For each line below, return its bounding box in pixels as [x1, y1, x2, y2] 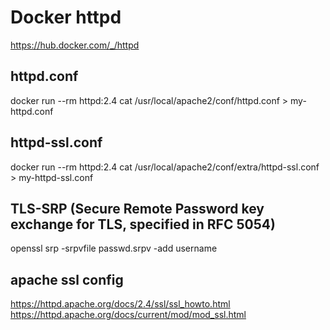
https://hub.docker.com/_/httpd [10, 39, 140, 51]
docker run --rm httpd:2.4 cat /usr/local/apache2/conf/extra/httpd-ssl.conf [10, 161, 320, 173]
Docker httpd [10, 6, 122, 29]
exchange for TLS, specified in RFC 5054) [10, 216, 276, 233]
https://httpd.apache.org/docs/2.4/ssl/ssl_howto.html [10, 298, 231, 310]
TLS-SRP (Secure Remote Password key [10, 200, 265, 217]
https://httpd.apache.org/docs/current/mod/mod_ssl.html [10, 309, 247, 321]
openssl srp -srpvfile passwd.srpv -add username [10, 242, 218, 255]
